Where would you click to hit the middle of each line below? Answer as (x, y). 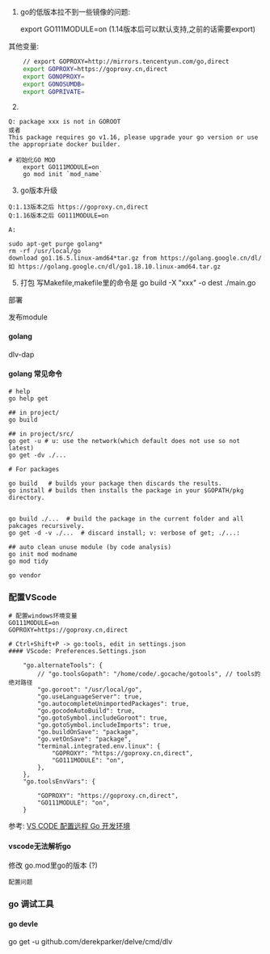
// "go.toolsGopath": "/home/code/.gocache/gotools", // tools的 (149, 674)
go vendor (25, 575)
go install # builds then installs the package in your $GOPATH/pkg (126, 490)
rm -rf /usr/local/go (45, 251)
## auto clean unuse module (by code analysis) (90, 547)
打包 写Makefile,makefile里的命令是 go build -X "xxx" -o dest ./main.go (138, 283)
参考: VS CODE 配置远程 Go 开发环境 (70, 826)
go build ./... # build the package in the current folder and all (126, 519)
